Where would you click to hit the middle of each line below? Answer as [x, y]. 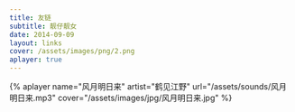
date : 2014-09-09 [42, 34]
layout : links [36, 43]
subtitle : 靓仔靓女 [43, 26]
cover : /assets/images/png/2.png [72, 51]
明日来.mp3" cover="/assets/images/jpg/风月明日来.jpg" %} [121, 98]
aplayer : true [36, 60]
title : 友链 [30, 18]
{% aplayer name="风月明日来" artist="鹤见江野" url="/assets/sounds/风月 [148, 86]
